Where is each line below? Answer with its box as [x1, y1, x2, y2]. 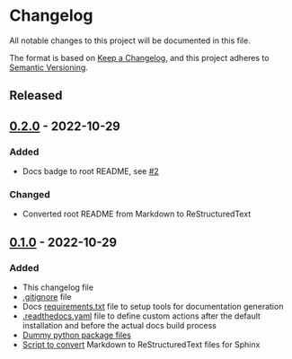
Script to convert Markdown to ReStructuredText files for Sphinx [22, 339, 261, 350]
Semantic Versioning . [9, 62, 88, 73]
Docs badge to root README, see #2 [22, 166, 159, 177]
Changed [9, 188, 51, 200]
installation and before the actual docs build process [22, 320, 217, 330]
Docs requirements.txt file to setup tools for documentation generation [22, 302, 284, 311]
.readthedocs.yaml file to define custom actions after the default [22, 311, 261, 321]
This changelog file [22, 282, 94, 293]
